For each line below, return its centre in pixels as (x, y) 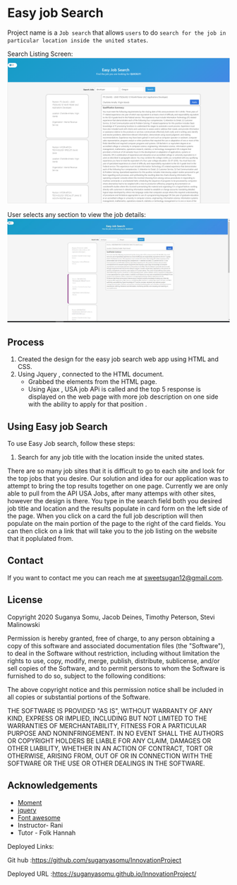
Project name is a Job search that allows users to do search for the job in (117, 33)
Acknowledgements (53, 786)
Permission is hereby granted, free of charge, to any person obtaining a (111, 638)
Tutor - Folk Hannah (47, 833)
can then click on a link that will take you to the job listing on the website (112, 531)
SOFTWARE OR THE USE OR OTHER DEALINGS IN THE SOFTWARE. (106, 763)
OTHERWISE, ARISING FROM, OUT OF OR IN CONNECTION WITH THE (110, 756)
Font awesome (39, 817)
